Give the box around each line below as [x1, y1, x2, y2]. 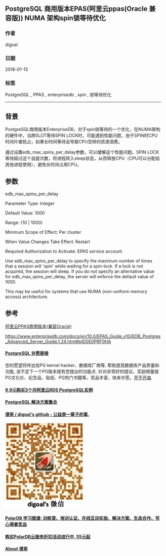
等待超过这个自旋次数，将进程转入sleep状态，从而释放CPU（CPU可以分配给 [5, 155, 160, 162]
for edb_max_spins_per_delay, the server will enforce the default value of [5, 273, 154, 279]
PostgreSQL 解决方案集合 [5, 399, 58, 405]
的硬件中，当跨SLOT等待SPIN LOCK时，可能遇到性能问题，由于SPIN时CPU [5, 132, 158, 138]
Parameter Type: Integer [5, 200, 55, 206]
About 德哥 [5, 546, 28, 552]
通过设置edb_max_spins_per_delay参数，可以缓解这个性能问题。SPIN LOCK [5, 149, 160, 155]
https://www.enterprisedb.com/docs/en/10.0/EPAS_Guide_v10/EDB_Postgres [5, 333, 161, 339]
